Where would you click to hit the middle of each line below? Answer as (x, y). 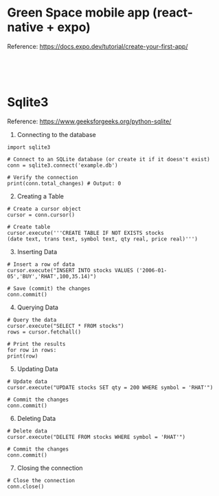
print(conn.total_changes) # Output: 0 (64, 183)
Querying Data (37, 307)
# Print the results (37, 344)
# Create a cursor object (44, 209)
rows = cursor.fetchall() (44, 332)
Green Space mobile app (78, 13)
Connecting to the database (56, 134)
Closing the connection (50, 468)
